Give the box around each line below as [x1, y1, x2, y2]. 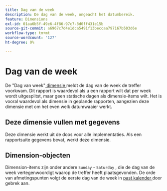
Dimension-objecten [5, 151, 71, 159]
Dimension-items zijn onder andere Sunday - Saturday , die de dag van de [5, 164, 155, 170]
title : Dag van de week [5, 7, 55, 12]
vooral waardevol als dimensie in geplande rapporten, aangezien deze [5, 98, 150, 104]
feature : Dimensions [5, 16, 48, 21]
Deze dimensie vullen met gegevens [5, 118, 120, 126]
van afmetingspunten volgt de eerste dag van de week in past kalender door [5, 175, 162, 181]
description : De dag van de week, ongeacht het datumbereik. [5, 12, 135, 17]
